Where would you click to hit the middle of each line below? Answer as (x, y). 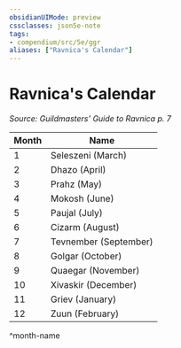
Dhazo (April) (78, 170)
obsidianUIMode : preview (55, 17)
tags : (19, 34)
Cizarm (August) (85, 228)
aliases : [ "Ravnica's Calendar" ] (71, 50)
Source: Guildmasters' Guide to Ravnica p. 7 (90, 119)
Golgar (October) (86, 256)
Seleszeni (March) (88, 156)
